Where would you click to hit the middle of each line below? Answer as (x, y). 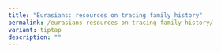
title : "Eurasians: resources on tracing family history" (105, 15)
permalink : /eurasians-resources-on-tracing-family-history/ (111, 23)
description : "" (35, 37)
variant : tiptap (35, 30)
